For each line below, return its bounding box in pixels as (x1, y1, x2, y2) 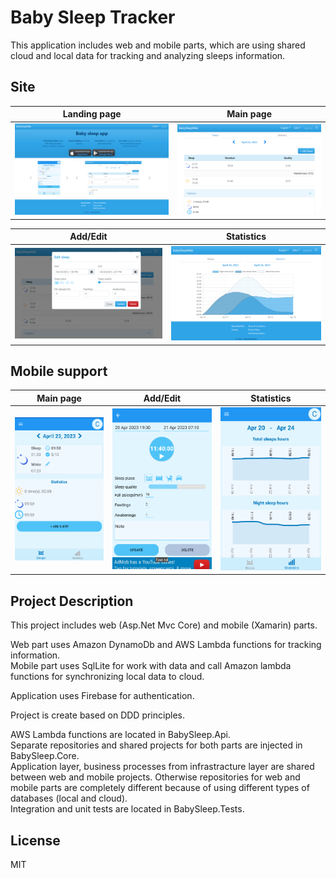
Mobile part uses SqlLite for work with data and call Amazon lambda (10, 660, 292, 672)
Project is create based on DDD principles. (10, 709, 185, 721)
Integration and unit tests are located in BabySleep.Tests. (10, 803, 245, 815)
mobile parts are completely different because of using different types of (10, 782, 310, 794)
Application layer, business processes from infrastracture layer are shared (10, 761, 315, 773)
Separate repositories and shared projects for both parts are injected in (10, 739, 303, 751)
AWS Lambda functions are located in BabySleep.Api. (10, 729, 231, 741)
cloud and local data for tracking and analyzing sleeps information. (10, 49, 286, 61)
